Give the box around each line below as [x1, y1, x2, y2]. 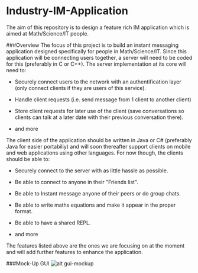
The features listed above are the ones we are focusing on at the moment [6, 242, 185, 249]
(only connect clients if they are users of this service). [14, 84, 147, 91]
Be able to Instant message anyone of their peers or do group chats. [14, 190, 181, 197]
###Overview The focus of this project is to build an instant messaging [6, 41, 179, 49]
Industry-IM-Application [6, 4, 128, 18]
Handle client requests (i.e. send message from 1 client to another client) [14, 96, 191, 103]
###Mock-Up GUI [6, 259, 50, 267]
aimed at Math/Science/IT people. [6, 30, 89, 37]
